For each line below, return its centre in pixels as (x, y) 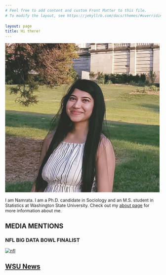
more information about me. (33, 210)
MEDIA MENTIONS (34, 226)
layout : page (19, 26)
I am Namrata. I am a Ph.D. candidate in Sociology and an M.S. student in (80, 200)
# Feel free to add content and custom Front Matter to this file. (76, 10)
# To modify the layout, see (35, 16)
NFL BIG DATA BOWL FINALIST (42, 240)
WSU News (23, 266)
